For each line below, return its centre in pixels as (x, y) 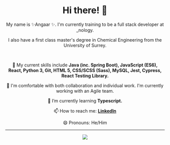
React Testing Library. (85, 76)
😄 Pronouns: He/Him (85, 122)
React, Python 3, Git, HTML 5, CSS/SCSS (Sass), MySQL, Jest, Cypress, (85, 70)
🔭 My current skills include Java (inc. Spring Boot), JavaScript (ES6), (85, 65)
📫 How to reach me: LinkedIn (85, 111)
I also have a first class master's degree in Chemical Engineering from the (85, 40)
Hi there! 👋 (85, 10)
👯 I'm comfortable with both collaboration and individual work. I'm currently (85, 85)
